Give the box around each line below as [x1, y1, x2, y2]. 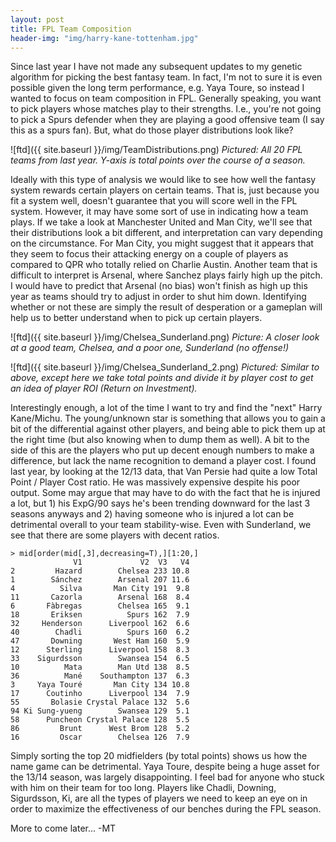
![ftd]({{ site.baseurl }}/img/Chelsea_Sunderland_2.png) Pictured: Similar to [10, 361, 320, 373]
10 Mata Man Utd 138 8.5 [10, 662, 190, 673]
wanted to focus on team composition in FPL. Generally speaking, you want [10, 92, 322, 105]
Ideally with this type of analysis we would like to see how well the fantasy [10, 174, 317, 186]
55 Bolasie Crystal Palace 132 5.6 [10, 697, 190, 708]
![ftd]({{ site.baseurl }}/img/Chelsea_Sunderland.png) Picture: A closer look [10, 331, 320, 343]
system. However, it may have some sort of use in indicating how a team [10, 206, 309, 218]
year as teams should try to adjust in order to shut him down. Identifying [10, 291, 307, 303]
